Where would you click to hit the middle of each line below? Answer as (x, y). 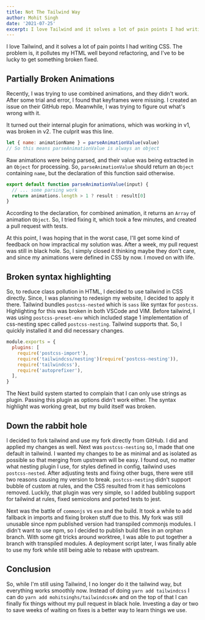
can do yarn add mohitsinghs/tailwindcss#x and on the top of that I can (97, 597)
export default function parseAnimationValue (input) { (77, 184)
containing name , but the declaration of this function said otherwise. (91, 173)
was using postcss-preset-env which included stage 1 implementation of (97, 318)
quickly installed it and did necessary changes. (65, 331)
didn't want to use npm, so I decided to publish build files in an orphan (95, 530)
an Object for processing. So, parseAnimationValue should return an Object (100, 167)
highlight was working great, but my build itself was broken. (81, 406)
